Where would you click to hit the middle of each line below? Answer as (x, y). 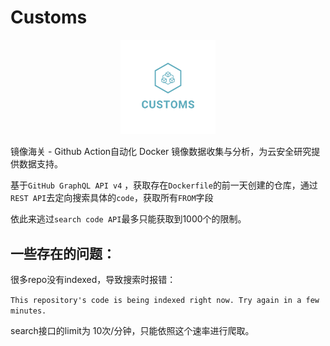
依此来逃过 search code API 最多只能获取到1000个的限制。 (128, 219)
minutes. (28, 311)
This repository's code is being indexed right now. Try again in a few (165, 300)
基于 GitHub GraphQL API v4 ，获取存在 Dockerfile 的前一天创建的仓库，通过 (164, 185)
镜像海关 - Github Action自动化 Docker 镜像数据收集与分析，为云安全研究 (161, 152)
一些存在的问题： (63, 253)
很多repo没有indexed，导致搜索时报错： (93, 279)
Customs (49, 17)
